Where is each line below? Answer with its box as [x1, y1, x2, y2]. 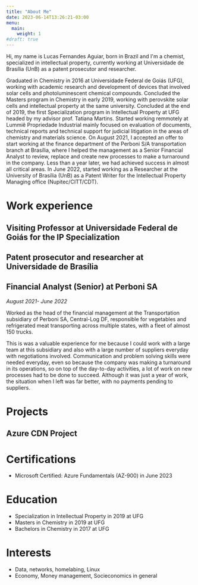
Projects [6, 404, 49, 418]
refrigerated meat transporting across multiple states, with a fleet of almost [6, 322, 190, 329]
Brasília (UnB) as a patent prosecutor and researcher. [6, 66, 137, 72]
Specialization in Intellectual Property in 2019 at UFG [14, 513, 144, 520]
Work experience [6, 199, 93, 213]
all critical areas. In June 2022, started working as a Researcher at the [6, 166, 178, 173]
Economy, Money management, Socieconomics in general [14, 572, 158, 580]
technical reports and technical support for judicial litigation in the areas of [6, 127, 188, 135]
